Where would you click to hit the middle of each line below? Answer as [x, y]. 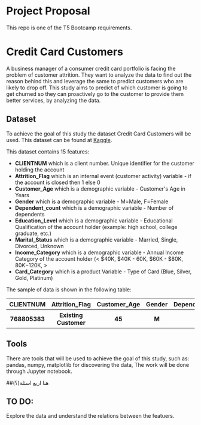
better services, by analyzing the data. [54, 100]
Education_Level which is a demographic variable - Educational [94, 221]
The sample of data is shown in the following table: [69, 290]
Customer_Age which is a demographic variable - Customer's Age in [100, 189]
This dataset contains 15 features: [48, 152]
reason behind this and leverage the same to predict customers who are [95, 81]
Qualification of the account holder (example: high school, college [96, 227]
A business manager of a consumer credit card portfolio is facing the [91, 68]
